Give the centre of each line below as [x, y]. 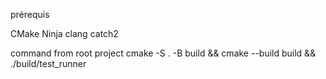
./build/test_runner [48, 63]
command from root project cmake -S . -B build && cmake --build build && [163, 53]
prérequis [30, 14]
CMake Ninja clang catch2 [64, 33]
